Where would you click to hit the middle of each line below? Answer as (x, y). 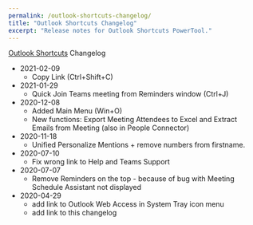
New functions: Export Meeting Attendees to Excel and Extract (134, 120)
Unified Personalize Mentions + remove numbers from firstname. (138, 145)
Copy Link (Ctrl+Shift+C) (72, 77)
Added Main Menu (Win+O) (77, 111)
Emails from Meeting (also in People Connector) (111, 128)
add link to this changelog (74, 213)
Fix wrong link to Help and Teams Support (101, 162)
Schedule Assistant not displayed (87, 187)
